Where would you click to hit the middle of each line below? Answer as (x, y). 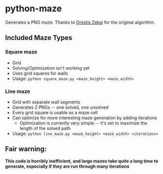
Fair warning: (26, 149)
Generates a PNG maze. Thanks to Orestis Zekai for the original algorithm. (80, 22)
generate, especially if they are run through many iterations (67, 166)
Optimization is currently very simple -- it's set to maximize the (83, 123)
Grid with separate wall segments (46, 102)
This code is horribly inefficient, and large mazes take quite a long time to (82, 161)
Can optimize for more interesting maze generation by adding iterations (85, 118)
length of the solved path (45, 128)
